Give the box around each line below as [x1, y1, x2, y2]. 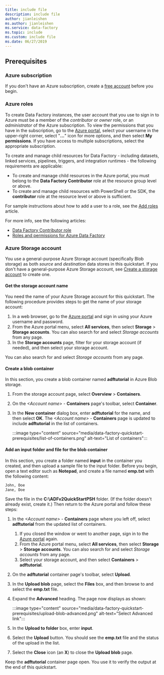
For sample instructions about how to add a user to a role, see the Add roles [5, 203, 158, 209]
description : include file [5, 12, 60, 17]
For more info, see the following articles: [5, 217, 87, 223]
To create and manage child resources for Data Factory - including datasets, [5, 153, 159, 159]
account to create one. [5, 271, 51, 277]
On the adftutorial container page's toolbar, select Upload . [12, 571, 131, 577]
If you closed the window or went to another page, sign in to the [19, 531, 149, 537]
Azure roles [5, 101, 33, 108]
